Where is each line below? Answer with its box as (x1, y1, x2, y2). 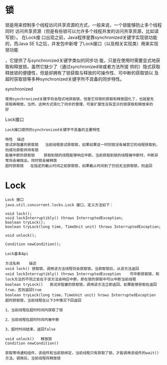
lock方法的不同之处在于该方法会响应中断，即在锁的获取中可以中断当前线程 (5, 276, 137, 281)
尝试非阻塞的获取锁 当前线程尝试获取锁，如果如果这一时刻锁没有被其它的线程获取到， (5, 142, 160, 147)
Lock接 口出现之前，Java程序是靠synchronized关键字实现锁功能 (25, 34, 158, 40)
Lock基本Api (5, 251, 28, 256)
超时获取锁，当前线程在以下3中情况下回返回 (5, 298, 82, 303)
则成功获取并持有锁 (5, 147, 39, 152)
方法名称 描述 (5, 261, 36, 266)
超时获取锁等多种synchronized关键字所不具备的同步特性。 (5, 76, 125, 82)
